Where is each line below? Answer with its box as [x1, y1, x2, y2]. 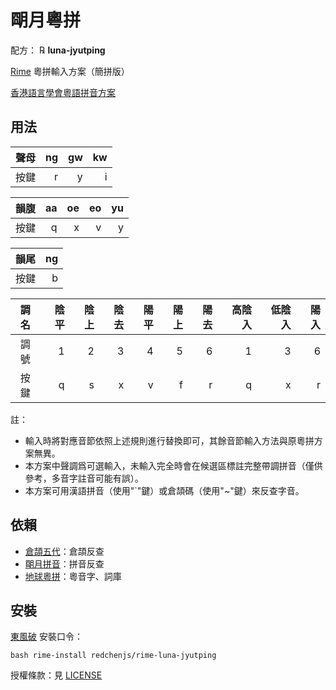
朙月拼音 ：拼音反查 [24, 557, 105, 570]
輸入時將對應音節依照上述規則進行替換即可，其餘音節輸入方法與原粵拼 [24, 434, 315, 446]
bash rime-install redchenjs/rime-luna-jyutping [10, 651, 217, 661]
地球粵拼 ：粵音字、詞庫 [24, 570, 122, 582]
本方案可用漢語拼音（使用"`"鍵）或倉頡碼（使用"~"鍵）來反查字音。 [24, 484, 305, 496]
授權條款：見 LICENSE [10, 669, 103, 681]
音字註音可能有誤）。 [59, 472, 144, 484]
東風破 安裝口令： [10, 631, 83, 643]
